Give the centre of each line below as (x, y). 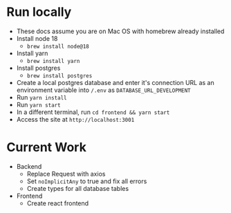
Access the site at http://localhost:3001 (75, 119)
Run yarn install (41, 97)
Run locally (39, 12)
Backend (29, 166)
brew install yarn (53, 61)
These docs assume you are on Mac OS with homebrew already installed (120, 31)
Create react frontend (58, 203)
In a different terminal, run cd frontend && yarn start (93, 112)
